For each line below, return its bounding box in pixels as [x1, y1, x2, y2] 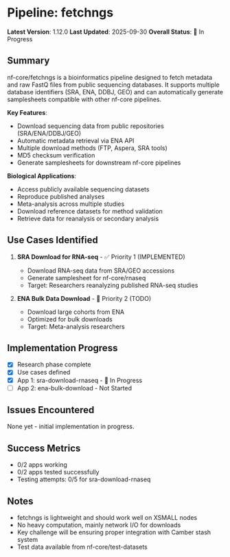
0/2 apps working [16, 461, 67, 469]
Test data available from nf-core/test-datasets [16, 543, 148, 551]
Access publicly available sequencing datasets [16, 185, 150, 193]
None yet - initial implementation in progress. [7, 422, 135, 431]
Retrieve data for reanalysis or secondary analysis [16, 214, 159, 222]
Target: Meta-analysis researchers [27, 322, 125, 330]
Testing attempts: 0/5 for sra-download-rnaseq [16, 475, 151, 483]
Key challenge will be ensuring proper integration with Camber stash [16, 528, 211, 536]
